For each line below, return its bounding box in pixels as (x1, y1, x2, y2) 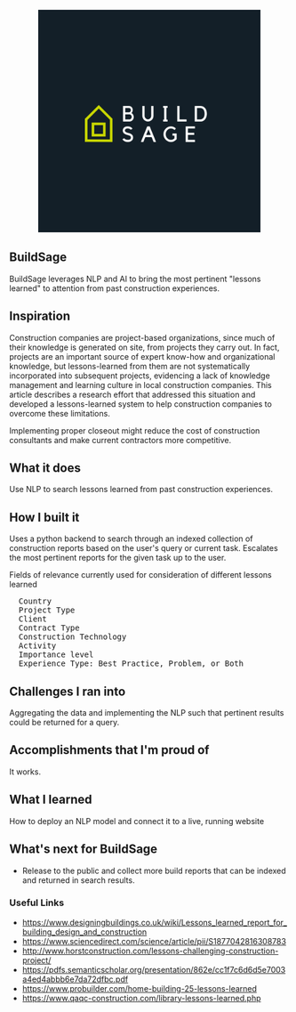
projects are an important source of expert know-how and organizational (9, 351, 276, 361)
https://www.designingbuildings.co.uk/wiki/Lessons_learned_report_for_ (21, 917, 287, 927)
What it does (9, 460, 82, 476)
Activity (18, 641, 57, 651)
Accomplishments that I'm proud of (9, 742, 210, 757)
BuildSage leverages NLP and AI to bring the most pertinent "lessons (9, 273, 261, 284)
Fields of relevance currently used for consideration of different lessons (9, 570, 273, 580)
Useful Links (9, 896, 65, 909)
